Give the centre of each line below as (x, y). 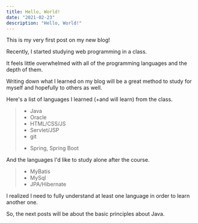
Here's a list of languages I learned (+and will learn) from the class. (89, 99)
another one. (22, 203)
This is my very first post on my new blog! (58, 40)
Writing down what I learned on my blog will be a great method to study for (99, 81)
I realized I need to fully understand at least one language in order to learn (98, 196)
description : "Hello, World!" (44, 23)
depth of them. (25, 70)
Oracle (38, 117)
